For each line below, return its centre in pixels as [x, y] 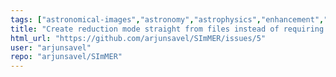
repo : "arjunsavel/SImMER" [66, 57]
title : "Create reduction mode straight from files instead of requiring [167, 29]
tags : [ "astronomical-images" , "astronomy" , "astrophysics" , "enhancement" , [167, 19]
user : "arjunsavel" [51, 47]
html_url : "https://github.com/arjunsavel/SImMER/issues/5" [138, 38]
